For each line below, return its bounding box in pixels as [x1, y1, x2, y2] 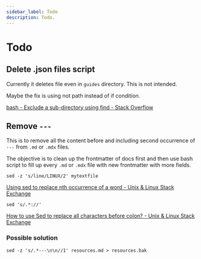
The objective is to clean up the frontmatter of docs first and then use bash [6, 155, 193, 163]
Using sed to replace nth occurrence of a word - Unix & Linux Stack [6, 184, 174, 191]
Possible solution [6, 234, 59, 242]
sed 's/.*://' [6, 202, 42, 208]
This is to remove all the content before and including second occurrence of [6, 137, 196, 145]
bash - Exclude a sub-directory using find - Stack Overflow [6, 104, 154, 111]
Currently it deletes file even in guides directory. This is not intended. [6, 80, 177, 87]
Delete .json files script [6, 64, 95, 75]
